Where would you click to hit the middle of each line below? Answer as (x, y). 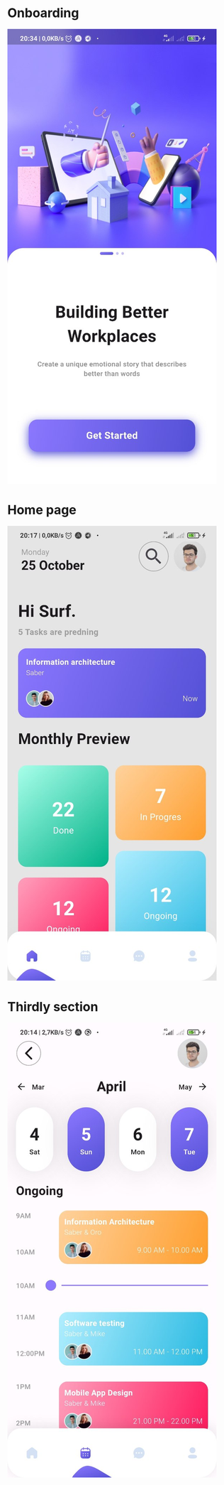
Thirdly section (53, 1007)
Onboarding (43, 13)
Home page (42, 510)
